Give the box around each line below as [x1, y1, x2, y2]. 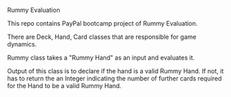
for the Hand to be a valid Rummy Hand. [7, 82, 122, 89]
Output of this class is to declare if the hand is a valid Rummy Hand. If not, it [7, 67, 224, 75]
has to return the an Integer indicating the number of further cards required [7, 74, 222, 82]
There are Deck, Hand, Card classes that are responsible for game [7, 33, 196, 41]
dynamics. [7, 40, 37, 48]
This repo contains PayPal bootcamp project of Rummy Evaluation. [7, 19, 198, 27]
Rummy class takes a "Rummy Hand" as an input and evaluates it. [7, 53, 196, 62]
